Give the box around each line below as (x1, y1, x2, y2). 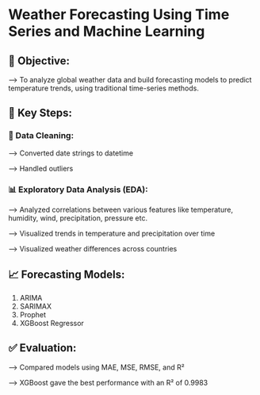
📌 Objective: (8, 54, 70, 67)
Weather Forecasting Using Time (8, 6, 230, 24)
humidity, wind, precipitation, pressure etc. (8, 213, 148, 223)
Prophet (19, 309, 46, 319)
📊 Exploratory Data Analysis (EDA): (8, 184, 148, 195)
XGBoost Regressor (19, 318, 85, 328)
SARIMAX (19, 301, 52, 311)
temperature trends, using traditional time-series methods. (8, 83, 200, 93)
